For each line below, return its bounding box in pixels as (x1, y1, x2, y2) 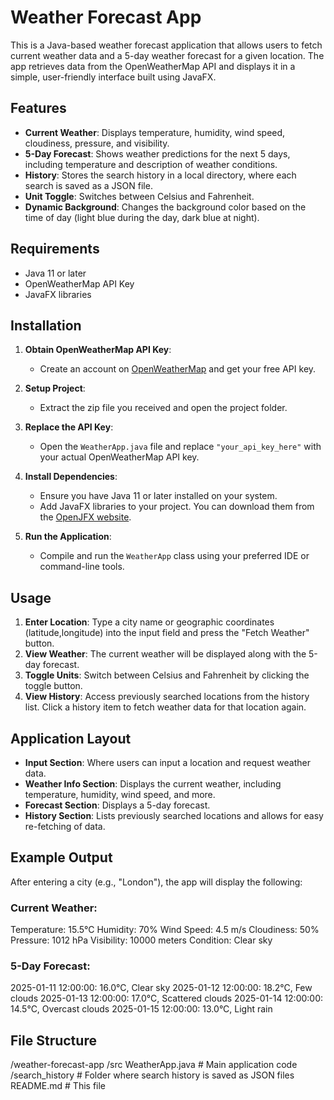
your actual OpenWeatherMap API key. (39, 451, 200, 463)
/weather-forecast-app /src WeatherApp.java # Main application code (10, 1059, 298, 1071)
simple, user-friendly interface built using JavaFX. (10, 71, 217, 83)
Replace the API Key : (24, 421, 114, 433)
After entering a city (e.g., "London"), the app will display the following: (10, 876, 303, 888)
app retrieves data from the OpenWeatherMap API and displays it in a (10, 60, 296, 72)
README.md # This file (10, 1080, 107, 1092)
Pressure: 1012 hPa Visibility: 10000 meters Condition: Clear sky (10, 934, 273, 946)
